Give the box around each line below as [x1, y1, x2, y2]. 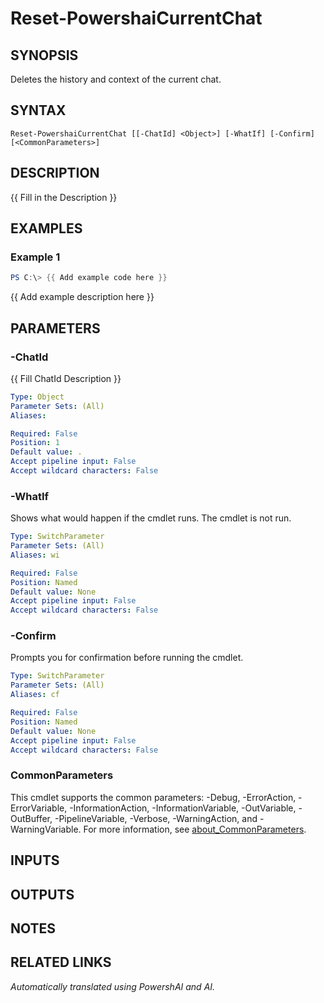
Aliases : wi [10, 550, 60, 560]
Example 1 [10, 250, 61, 264]
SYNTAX [10, 102, 67, 119]
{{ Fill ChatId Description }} [10, 372, 122, 384]
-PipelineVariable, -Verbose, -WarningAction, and [54, 812, 258, 824]
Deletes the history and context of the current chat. [10, 73, 222, 85]
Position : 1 [10, 438, 60, 448]
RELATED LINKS [10, 954, 112, 971]
